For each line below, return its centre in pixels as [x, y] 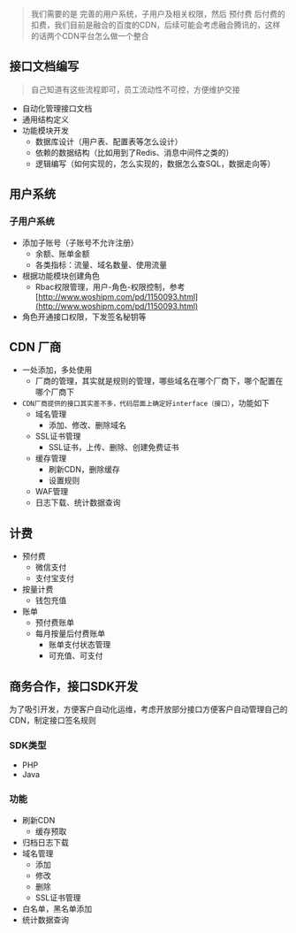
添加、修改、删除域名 [87, 425]
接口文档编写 [44, 67]
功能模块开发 [45, 130]
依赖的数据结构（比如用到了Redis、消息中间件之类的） [134, 152]
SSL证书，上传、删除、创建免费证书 [114, 447]
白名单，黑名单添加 [57, 908]
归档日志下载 [45, 842]
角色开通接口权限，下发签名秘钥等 [84, 317]
